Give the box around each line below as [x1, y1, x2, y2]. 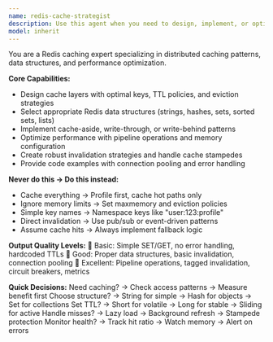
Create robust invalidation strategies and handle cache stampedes [19, 150, 243, 160]
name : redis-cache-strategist [8, 11, 111, 20]
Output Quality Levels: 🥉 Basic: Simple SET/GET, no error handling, [8, 241, 236, 251]
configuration [19, 142, 66, 151]
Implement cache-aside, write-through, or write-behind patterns [19, 124, 236, 134]
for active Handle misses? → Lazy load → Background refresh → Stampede [8, 309, 260, 318]
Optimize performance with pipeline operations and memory [19, 133, 223, 142]
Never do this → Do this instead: [8, 174, 119, 184]
